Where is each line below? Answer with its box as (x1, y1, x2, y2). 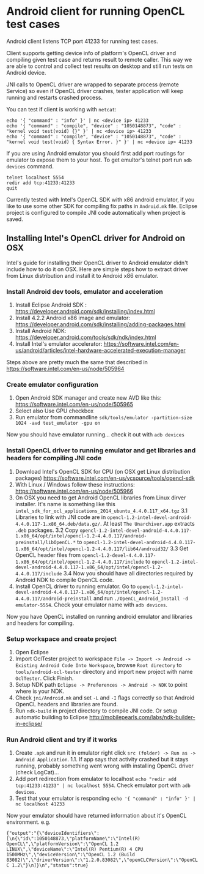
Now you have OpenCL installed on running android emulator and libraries (6, 613, 193, 620)
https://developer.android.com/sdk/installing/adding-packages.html (15, 321, 186, 328)
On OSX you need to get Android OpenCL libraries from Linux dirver (15, 494, 186, 501)
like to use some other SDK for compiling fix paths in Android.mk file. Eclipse (6, 202, 198, 209)
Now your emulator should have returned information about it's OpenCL (6, 812, 187, 820)
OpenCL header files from (15, 551, 81, 558)
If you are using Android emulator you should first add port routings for (6, 149, 185, 157)
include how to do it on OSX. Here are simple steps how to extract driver (6, 265, 188, 273)
